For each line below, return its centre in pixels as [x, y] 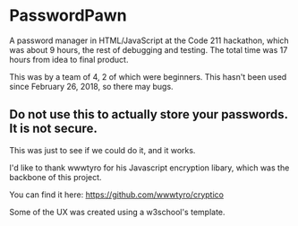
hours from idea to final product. [69, 59]
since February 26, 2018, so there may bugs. [91, 86]
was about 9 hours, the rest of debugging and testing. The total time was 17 [149, 49]
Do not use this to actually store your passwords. [149, 114]
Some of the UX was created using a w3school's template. [117, 212]
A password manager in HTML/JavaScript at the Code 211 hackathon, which [149, 40]
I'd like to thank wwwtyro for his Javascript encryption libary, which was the [149, 168]
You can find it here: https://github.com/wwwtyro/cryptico [116, 195]
